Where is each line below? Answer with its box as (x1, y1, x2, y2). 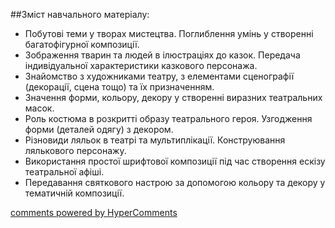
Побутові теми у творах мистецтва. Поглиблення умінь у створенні (24, 28, 314, 39)
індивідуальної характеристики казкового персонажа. (24, 60, 258, 71)
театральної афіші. (24, 166, 105, 178)
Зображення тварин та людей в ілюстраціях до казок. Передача (24, 49, 301, 61)
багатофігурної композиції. (24, 39, 140, 50)
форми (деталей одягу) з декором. (24, 124, 174, 135)
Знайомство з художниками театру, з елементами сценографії (24, 70, 295, 82)
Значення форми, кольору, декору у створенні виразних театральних (24, 92, 323, 103)
